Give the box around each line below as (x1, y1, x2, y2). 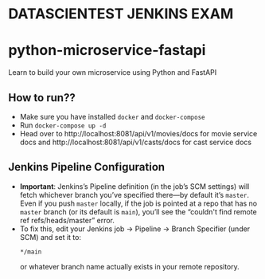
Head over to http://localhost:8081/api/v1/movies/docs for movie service (19, 128, 258, 138)
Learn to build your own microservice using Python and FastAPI (8, 68, 217, 77)
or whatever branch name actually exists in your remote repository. (19, 261, 240, 271)
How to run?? (8, 91, 76, 104)
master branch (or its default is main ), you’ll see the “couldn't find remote (19, 206, 257, 216)
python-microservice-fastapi (8, 41, 206, 60)
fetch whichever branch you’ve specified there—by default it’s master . (19, 190, 249, 199)
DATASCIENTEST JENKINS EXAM (8, 5, 234, 23)
